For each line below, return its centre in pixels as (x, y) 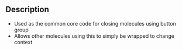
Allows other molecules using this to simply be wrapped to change (94, 36)
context (23, 42)
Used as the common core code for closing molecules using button (95, 23)
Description (27, 10)
